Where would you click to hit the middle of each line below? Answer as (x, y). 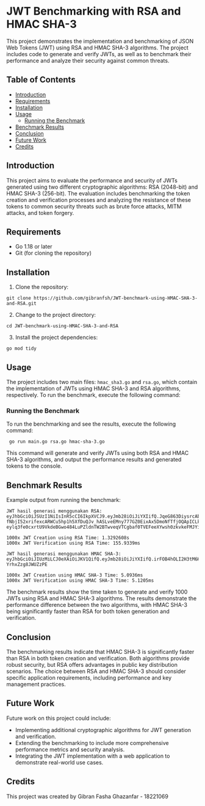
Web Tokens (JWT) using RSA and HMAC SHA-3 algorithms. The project (98, 48)
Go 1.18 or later (34, 247)
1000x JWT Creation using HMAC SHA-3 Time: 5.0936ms (75, 575)
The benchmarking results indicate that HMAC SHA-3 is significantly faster (100, 652)
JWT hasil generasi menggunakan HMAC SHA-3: (64, 554)
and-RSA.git (21, 303)
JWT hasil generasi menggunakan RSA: (54, 511)
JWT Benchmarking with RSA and (94, 11)
